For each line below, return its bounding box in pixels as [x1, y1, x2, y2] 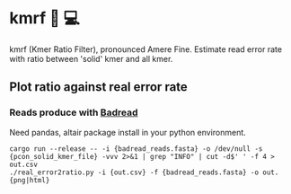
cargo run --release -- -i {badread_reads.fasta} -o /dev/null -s [9, 144, 263, 154]
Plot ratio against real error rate [9, 79, 189, 95]
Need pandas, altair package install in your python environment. [9, 127, 247, 137]
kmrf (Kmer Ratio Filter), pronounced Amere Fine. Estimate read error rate [9, 43, 283, 55]
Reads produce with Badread [9, 106, 138, 119]
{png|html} [9, 175, 50, 185]
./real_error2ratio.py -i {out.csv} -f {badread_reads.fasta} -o [9, 168, 259, 177]
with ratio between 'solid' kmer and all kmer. [9, 53, 173, 64]
